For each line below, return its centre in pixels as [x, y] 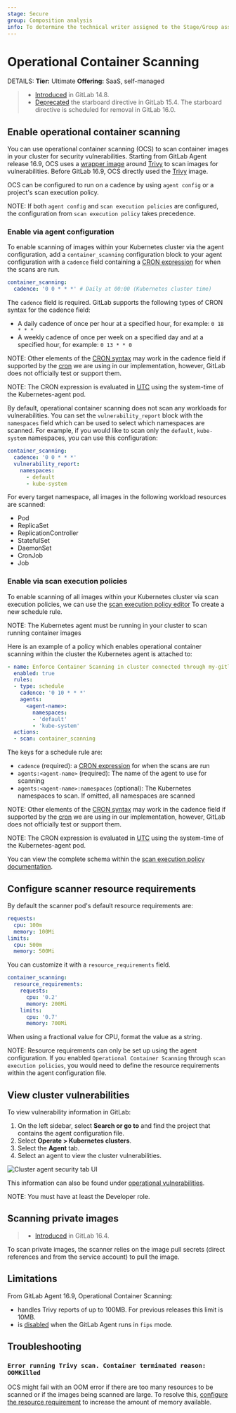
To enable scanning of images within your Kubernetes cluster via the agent [116, 247]
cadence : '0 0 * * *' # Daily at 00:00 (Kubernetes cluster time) [113, 289]
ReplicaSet [33, 526]
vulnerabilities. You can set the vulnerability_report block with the [105, 415]
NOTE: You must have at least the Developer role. [79, 1197]
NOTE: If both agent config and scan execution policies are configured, [113, 206]
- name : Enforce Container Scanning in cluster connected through [106, 667]
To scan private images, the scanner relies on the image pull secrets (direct [116, 1249]
